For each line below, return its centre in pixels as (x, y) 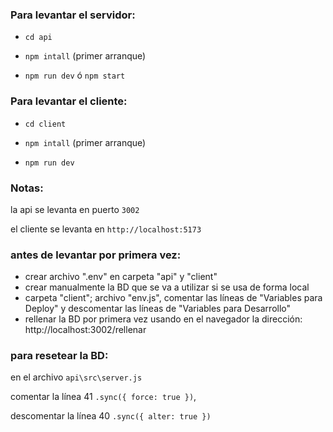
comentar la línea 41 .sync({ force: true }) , (103, 397)
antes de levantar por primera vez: (96, 255)
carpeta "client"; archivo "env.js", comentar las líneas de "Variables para (173, 298)
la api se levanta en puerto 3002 (75, 209)
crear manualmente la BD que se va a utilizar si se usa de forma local (167, 287)
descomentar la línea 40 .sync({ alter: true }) (111, 416)
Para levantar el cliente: (69, 101)
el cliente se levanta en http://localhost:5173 (106, 229)
